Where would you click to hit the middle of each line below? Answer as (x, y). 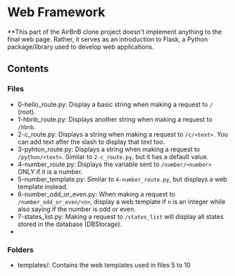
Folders (20, 249)
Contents (28, 69)
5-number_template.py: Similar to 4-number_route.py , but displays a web (122, 179)
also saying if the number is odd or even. (76, 209)
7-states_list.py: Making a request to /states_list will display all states (120, 216)
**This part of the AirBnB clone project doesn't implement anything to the (115, 32)
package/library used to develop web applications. (81, 46)
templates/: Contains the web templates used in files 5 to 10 (104, 265)
